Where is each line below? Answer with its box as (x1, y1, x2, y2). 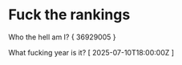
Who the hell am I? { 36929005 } (8, 32, 116, 42)
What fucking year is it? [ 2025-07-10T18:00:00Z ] (8, 47, 175, 57)
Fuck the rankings (8, 6, 131, 24)
